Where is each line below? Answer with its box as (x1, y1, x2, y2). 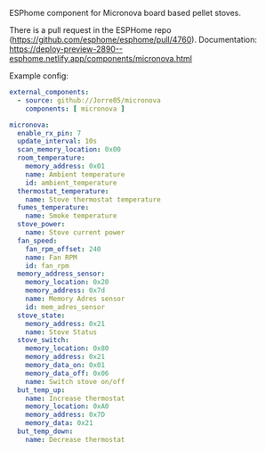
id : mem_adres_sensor (25, 302, 105, 311)
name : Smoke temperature (25, 211, 117, 221)
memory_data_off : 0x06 (25, 369, 109, 378)
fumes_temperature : (17, 203, 90, 212)
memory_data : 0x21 (25, 419, 93, 428)
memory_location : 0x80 (25, 344, 109, 353)
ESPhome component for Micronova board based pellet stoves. (9, 8, 242, 18)
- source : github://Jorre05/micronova (17, 95, 162, 105)
